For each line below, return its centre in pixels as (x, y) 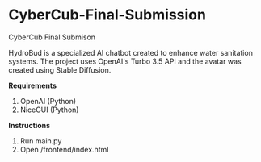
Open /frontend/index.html (64, 149)
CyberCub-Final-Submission (107, 15)
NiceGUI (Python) (49, 110)
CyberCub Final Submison (52, 37)
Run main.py (41, 141)
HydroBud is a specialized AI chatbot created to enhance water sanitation (130, 52)
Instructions (29, 125)
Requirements (33, 85)
